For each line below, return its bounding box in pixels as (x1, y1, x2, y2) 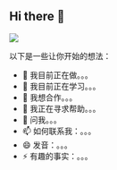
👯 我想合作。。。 (21, 91, 78, 103)
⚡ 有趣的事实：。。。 (21, 150, 93, 161)
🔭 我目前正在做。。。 (21, 69, 93, 81)
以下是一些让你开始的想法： (9, 50, 112, 61)
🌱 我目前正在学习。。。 (21, 81, 101, 91)
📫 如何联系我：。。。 (21, 125, 96, 136)
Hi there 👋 (9, 9, 65, 24)
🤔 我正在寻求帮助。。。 (21, 103, 101, 114)
